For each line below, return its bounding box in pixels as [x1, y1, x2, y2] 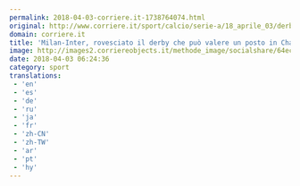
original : [9, 21, 46, 30]
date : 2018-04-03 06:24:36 [9, 55, 110, 63]
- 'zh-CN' [12, 130, 50, 139]
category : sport [9, 63, 70, 72]
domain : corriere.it [9, 30, 87, 38]
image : [9, 46, 34, 55]
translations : [9, 72, 62, 80]
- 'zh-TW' [12, 138, 50, 147]
